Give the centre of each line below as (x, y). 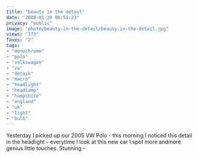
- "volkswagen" (25, 62)
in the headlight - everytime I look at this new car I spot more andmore (94, 142)
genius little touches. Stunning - (46, 148)
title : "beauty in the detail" (46, 12)
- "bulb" (17, 118)
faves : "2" (20, 40)
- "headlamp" (23, 90)
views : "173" (23, 34)
